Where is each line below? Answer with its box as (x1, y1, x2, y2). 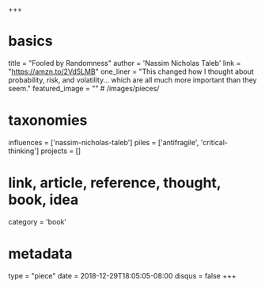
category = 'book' (8, 217, 67, 226)
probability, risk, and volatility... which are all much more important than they (8, 75, 257, 84)
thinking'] (8, 146, 40, 156)
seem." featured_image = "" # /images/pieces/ (8, 83, 160, 93)
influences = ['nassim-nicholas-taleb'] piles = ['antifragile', (8, 137, 199, 147)
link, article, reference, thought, (8, 174, 221, 192)
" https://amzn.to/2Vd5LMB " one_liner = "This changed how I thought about (8, 67, 255, 76)
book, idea (8, 191, 79, 209)
